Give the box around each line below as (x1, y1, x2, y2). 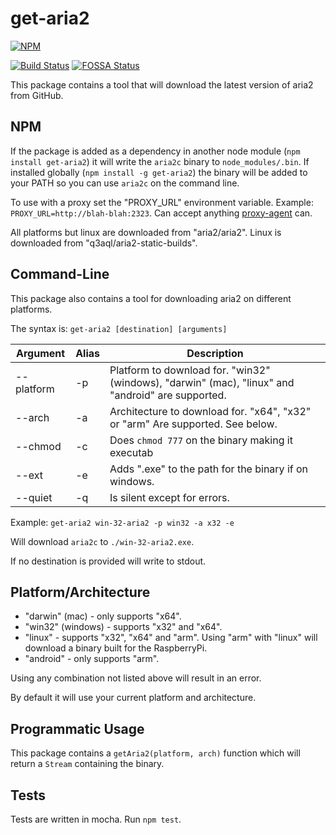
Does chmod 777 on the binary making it (109, 433, 293, 447)
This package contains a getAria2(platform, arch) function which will (10, 747, 301, 759)
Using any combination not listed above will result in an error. (10, 672, 262, 684)
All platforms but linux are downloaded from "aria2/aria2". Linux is (10, 226, 282, 238)
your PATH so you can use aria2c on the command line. (10, 177, 240, 189)
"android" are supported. (109, 388, 227, 402)
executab (109, 445, 154, 459)
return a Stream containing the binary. (10, 758, 165, 770)
